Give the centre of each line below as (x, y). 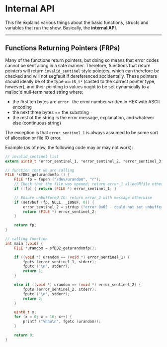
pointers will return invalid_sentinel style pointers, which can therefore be (82, 71)
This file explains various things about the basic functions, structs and (77, 22)
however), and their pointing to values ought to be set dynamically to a (78, 87)
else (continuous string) (37, 123)
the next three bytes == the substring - (52, 112)
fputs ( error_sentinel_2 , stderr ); (60, 289)
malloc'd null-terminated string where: (44, 92)
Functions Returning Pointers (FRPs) (63, 48)
